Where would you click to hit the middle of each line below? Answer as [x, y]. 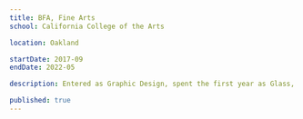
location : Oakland [44, 43]
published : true [40, 101]
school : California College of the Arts [87, 26]
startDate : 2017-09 [46, 59]
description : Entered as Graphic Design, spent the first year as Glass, [152, 84]
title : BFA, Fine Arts [52, 18]
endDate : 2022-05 [42, 68]
